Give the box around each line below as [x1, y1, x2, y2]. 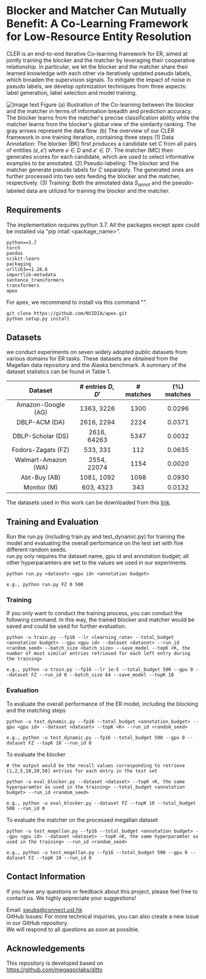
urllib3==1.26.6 [6, 266, 48, 273]
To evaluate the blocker [6, 750, 66, 758]
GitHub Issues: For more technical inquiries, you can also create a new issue [6, 912, 199, 920]
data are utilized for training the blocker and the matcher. [26, 187, 170, 194]
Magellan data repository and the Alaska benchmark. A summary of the [6, 361, 187, 369]
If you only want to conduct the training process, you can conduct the [6, 610, 183, 617]
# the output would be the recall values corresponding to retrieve [6, 762, 185, 769]
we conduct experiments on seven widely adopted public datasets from [6, 349, 188, 356]
